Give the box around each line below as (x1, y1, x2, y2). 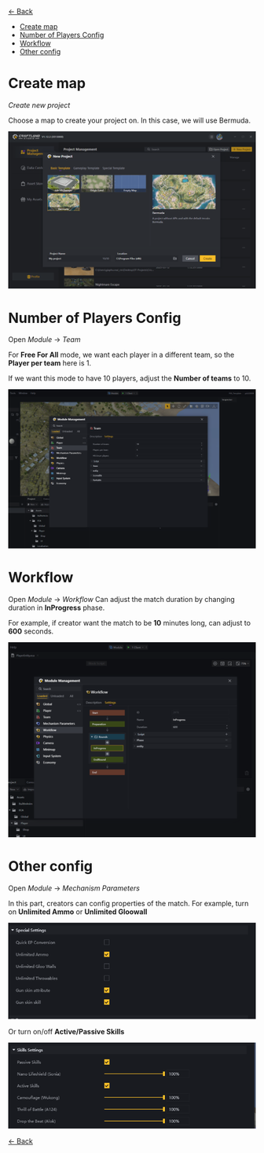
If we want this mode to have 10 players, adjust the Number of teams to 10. (8, 373, 251, 384)
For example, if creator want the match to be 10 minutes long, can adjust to (8, 618, 251, 627)
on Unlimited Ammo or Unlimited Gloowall (8, 907, 148, 916)
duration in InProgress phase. (8, 603, 105, 612)
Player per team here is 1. (8, 358, 92, 368)
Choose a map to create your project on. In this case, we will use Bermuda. (8, 116, 251, 125)
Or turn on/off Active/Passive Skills (8, 1027, 125, 1037)
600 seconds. (8, 626, 54, 636)
